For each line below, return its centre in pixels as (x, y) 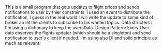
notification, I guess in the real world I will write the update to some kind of (79, 17)
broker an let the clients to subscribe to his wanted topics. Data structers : (79, 22)
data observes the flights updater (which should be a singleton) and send (78, 33)
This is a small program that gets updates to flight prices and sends (72, 7)
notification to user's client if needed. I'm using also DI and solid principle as (81, 38)
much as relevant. (23, 43)
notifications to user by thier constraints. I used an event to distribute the (77, 12)
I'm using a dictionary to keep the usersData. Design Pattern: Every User (77, 28)
